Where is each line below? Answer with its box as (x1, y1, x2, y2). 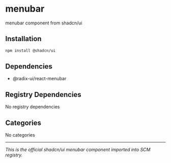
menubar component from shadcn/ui (5, 20, 82, 26)
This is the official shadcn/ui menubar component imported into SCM (5, 147, 151, 153)
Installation (5, 35, 42, 43)
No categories (5, 132, 35, 138)
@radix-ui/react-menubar (12, 76, 67, 82)
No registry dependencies (5, 104, 60, 110)
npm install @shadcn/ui (5, 48, 56, 53)
